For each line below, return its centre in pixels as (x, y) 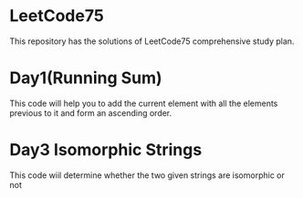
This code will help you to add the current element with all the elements (144, 103)
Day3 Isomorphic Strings (106, 150)
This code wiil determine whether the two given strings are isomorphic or (147, 175)
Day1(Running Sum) (86, 78)
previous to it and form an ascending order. (91, 113)
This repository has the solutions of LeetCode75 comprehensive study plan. (152, 41)
